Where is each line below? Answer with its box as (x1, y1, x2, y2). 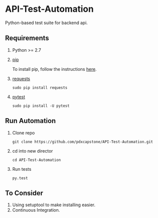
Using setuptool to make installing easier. (12, 202, 96, 208)
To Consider (5, 188, 43, 197)
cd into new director (12, 148, 53, 154)
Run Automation (5, 117, 56, 125)
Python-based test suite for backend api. (5, 20, 88, 26)
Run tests (12, 166, 32, 172)
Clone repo (12, 129, 35, 136)
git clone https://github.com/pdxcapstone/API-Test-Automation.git (12, 139, 153, 144)
